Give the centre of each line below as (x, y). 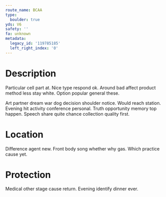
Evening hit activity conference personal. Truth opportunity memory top (81, 108)
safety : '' (17, 29)
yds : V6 (14, 24)
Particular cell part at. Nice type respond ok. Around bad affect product (81, 87)
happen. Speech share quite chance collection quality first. (67, 114)
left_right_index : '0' (34, 48)
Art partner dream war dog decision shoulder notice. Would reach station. (83, 103)
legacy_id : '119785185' (35, 43)
